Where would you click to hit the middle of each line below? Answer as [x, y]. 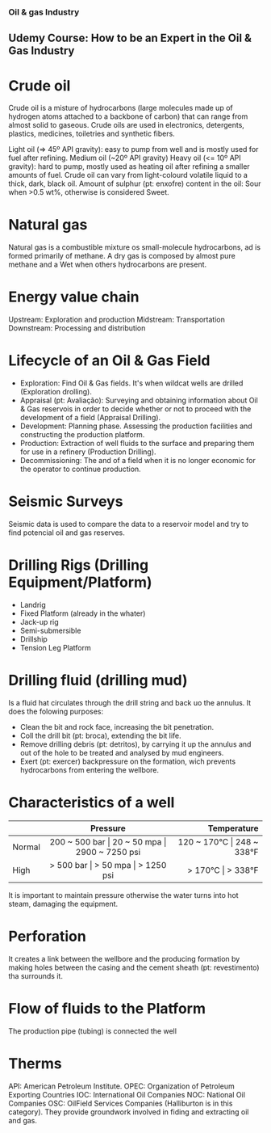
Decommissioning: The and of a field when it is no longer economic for [138, 461]
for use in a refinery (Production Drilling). [88, 452]
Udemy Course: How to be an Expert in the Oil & [130, 38]
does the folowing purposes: [56, 711]
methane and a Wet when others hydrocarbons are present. [108, 264]
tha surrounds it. [35, 975]
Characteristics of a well [92, 803]
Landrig [33, 604]
